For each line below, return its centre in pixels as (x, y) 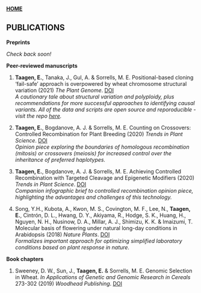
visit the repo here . (38, 116)
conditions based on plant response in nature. (72, 247)
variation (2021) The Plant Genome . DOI (64, 90)
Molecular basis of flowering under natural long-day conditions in (96, 228)
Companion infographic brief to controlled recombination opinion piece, (104, 190)
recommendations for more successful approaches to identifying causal (105, 103)
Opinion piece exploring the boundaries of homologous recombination (102, 147)
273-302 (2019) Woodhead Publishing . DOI (68, 283)
